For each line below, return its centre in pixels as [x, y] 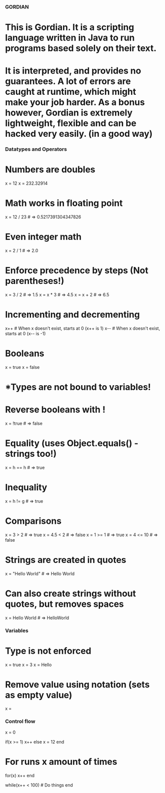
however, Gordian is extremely [69, 113]
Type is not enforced [48, 651]
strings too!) [31, 454]
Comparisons [33, 521]
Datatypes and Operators [36, 149]
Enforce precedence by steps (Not [77, 271]
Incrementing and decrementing [73, 315]
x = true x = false [22, 367]
